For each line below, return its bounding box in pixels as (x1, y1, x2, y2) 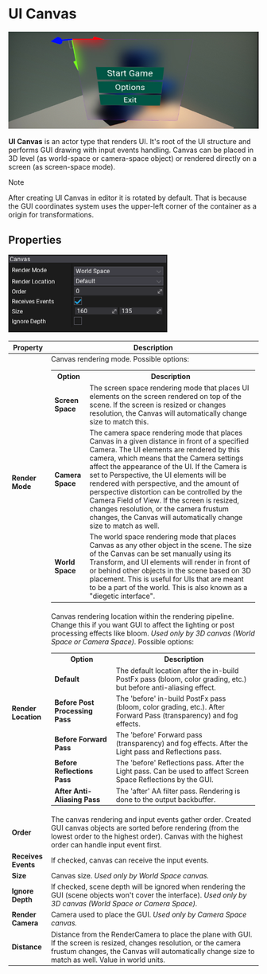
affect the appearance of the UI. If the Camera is (89, 461, 248, 471)
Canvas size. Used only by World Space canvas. (51, 870, 209, 880)
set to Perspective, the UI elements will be (89, 470, 226, 479)
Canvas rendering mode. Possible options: (51, 354, 189, 363)
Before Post (54, 698, 95, 707)
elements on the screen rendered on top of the (89, 391, 242, 401)
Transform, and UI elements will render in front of (89, 557, 250, 567)
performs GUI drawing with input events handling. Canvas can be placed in (8, 145, 254, 155)
